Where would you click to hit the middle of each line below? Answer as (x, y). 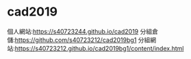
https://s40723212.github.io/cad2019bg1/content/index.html (99, 48)
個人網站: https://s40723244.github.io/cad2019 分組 (80, 31)
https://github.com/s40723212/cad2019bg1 (76, 40)
